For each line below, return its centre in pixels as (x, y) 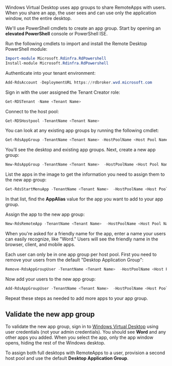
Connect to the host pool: (32, 111)
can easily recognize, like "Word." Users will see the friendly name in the (82, 239)
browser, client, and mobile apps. (40, 244)
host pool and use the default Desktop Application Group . (67, 358)
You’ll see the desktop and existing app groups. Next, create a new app (81, 150)
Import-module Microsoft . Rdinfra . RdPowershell (56, 58)
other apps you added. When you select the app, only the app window (79, 337)
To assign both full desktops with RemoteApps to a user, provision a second (85, 353)
